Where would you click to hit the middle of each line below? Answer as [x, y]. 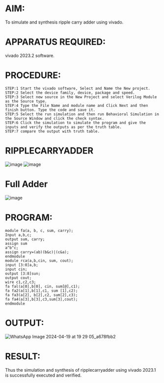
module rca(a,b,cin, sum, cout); [39, 260]
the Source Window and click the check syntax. [55, 118]
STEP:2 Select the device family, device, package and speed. [70, 93]
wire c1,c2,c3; [21, 282]
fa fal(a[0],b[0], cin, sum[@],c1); [42, 286]
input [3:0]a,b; [22, 265]
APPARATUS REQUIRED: [55, 42]
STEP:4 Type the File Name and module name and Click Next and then [77, 105]
